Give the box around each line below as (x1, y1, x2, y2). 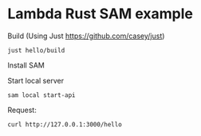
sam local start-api (7, 91, 77, 99)
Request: (7, 105, 37, 115)
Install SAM (7, 60, 45, 70)
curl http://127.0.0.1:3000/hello (7, 120, 123, 128)
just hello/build (7, 46, 65, 54)
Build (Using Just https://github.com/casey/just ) (7, 31, 165, 41)
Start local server (7, 76, 65, 85)
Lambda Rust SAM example (7, 5, 193, 23)
